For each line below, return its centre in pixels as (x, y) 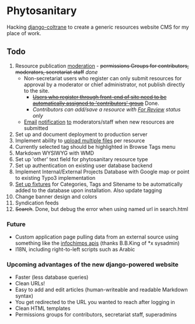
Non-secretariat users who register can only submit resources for (103, 78)
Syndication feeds (37, 203)
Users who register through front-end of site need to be (100, 97)
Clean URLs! (30, 284)
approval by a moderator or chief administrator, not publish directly (104, 84)
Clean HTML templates (43, 308)
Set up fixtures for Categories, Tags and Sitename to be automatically (99, 184)
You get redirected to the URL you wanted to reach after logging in (95, 302)
